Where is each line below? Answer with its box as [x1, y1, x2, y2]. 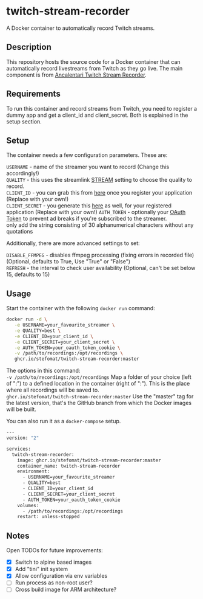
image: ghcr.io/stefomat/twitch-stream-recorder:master [17, 457, 162, 463]
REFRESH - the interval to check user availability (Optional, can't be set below [6, 265, 196, 272]
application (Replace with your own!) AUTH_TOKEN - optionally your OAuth [6, 209, 186, 216]
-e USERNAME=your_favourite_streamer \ [14, 322, 115, 328]
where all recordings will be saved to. [6, 386, 99, 393]
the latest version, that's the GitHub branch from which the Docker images [6, 400, 192, 407]
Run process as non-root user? [15, 579, 93, 586]
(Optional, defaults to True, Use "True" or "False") [6, 258, 131, 265]
